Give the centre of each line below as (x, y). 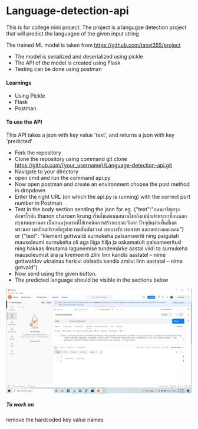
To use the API (24, 122)
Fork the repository (38, 153)
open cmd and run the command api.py (62, 178)
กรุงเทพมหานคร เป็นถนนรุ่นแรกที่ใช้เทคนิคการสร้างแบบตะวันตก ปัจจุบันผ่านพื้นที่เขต (95, 222)
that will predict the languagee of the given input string (73, 33)
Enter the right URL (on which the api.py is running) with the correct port (102, 197)
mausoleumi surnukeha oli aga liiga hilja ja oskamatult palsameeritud (98, 242)
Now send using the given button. (56, 274)
